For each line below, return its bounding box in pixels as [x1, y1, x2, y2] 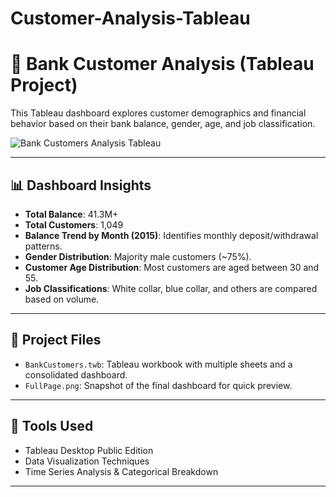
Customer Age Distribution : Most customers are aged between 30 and [24, 261, 320, 273]
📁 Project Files [10, 332, 102, 349]
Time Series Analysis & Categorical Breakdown [24, 465, 219, 477]
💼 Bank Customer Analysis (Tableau [10, 53, 315, 76]
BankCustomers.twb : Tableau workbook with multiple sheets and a [24, 358, 293, 370]
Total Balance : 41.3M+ [24, 208, 119, 220]
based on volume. [24, 293, 100, 305]
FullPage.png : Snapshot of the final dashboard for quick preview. [24, 379, 293, 391]
